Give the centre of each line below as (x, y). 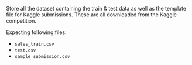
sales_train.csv (34, 44)
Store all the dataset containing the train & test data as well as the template (96, 8)
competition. (21, 21)
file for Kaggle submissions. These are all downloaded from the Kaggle (92, 15)
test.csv (25, 50)
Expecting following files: (36, 32)
